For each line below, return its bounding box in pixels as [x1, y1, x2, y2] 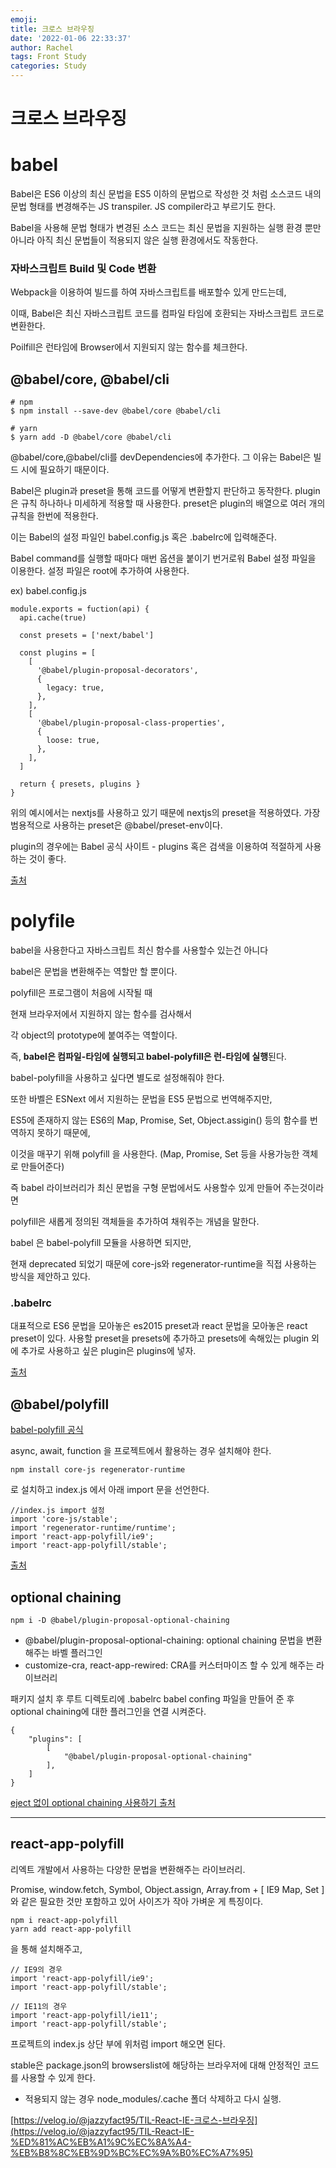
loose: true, [46, 736, 101, 746]
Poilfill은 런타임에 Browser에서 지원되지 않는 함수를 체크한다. [10, 341, 248, 353]
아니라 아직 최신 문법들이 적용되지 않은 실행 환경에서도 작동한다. [10, 234, 259, 246]
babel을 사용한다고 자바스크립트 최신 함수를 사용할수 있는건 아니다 [10, 944, 269, 956]
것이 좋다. [28, 853, 67, 865]
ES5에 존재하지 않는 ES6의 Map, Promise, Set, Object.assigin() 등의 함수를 [10, 1114, 308, 1126]
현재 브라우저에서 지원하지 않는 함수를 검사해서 [10, 1008, 193, 1020]
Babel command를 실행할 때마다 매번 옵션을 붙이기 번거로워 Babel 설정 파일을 [10, 552, 317, 565]
